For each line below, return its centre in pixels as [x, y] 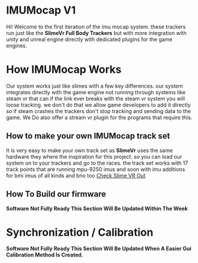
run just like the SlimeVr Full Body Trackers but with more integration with [96, 33]
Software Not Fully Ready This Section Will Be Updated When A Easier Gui [99, 249]
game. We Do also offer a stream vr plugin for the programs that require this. [99, 117]
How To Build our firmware [56, 194]
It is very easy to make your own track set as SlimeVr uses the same [90, 150]
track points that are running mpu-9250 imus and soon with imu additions [95, 169]
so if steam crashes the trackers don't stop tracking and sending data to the [98, 111]
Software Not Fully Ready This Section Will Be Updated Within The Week [97, 209]
